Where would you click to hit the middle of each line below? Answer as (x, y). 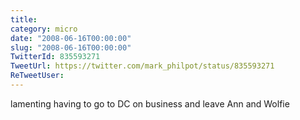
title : (24, 19)
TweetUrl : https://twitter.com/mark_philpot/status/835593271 (142, 66)
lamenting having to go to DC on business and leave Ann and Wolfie (150, 103)
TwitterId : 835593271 (55, 57)
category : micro (44, 29)
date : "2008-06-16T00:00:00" (71, 38)
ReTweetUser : (37, 76)
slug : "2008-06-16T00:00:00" (71, 47)
